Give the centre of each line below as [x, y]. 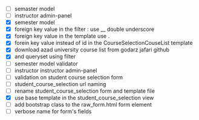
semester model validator [46, 64]
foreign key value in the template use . [62, 36]
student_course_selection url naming [60, 84]
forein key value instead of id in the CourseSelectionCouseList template [103, 43]
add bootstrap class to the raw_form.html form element [83, 104]
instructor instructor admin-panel [56, 70]
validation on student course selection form [69, 77]
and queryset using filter [45, 56]
